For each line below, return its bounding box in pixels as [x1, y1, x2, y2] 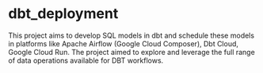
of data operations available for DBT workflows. [8, 56, 164, 65]
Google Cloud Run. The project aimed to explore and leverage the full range [8, 47, 255, 57]
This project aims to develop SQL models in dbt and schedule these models [8, 31, 255, 40]
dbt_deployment [8, 5, 119, 23]
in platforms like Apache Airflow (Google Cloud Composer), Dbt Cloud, [8, 38, 239, 48]
